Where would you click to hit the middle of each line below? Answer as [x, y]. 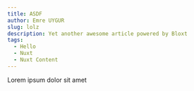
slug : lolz [23, 27]
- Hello [25, 47]
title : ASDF [25, 14]
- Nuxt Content [36, 60]
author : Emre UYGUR [36, 20]
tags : [15, 40]
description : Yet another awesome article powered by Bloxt [98, 34]
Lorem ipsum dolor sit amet [47, 80]
